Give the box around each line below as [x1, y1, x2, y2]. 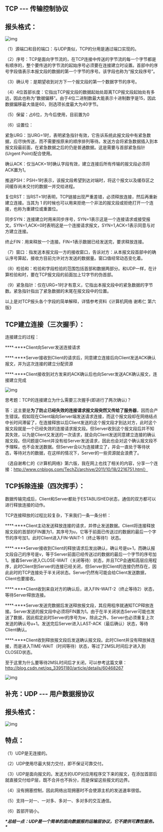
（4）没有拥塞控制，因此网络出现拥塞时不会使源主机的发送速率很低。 [5, 787, 144, 793]
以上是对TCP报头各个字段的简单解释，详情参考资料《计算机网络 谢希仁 [5, 298, 147, 304]
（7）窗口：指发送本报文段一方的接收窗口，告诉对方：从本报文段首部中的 [5, 249, 152, 255]
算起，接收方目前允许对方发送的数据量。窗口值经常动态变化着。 [17, 255, 146, 261]
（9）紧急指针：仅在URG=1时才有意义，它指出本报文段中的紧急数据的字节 [5, 282, 153, 288]
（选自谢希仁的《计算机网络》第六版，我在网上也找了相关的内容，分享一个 [5, 461, 154, 466]
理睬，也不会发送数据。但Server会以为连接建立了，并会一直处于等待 [9, 444, 146, 450]
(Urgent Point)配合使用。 [5, 150, 55, 157]
